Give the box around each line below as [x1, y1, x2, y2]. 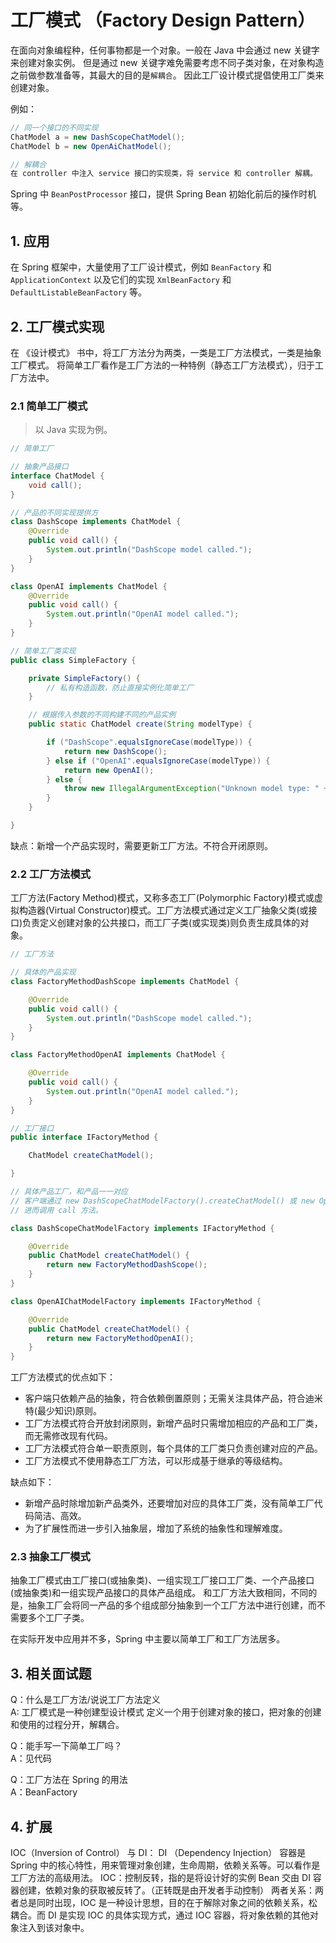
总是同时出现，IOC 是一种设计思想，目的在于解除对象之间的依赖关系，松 [18, 1897, 318, 1909]
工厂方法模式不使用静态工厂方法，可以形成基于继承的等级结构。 [24, 1455, 288, 1467]
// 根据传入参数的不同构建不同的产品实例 [28, 710, 177, 720]
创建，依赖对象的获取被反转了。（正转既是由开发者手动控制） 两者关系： [18, 1884, 315, 1896]
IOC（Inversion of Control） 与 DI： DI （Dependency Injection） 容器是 [10, 1847, 307, 1859]
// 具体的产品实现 [10, 967, 77, 978]
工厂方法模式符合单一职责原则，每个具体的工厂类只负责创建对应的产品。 [24, 1442, 323, 1455]
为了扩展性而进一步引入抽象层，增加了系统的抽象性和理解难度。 [24, 1522, 288, 1535]
